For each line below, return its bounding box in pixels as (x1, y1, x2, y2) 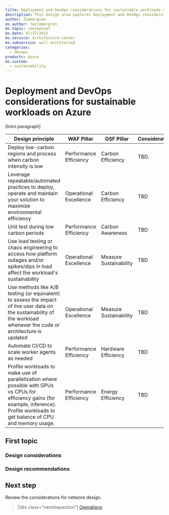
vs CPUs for (8, 389, 36, 396)
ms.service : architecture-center (5, 36, 75, 41)
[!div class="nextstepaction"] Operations (17, 504, 103, 510)
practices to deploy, (8, 183, 55, 190)
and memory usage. (8, 420, 55, 427)
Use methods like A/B (8, 284, 59, 291)
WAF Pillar (67, 136, 94, 143)
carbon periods (8, 230, 44, 237)
